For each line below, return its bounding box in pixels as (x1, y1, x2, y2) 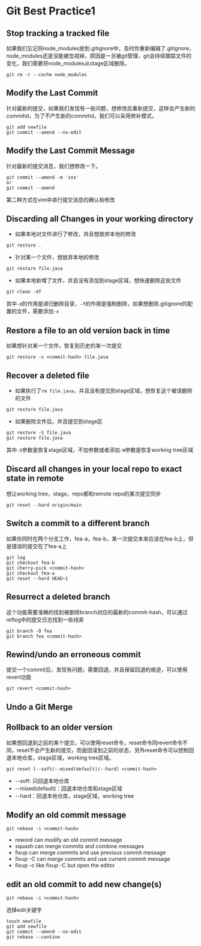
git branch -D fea (6, 628, 52, 634)
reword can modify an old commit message (14, 836, 122, 843)
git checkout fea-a (6, 570, 55, 576)
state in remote (6, 473, 64, 483)
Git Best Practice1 (6, 4, 96, 18)
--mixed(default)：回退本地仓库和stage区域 (14, 785, 123, 792)
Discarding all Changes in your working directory (6, 214, 194, 224)
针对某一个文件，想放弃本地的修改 (14, 254, 100, 261)
